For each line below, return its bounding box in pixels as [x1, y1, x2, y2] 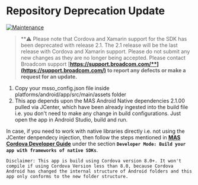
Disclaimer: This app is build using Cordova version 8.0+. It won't [6, 158, 182, 164]
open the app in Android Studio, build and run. [14, 116, 128, 123]
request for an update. [20, 73, 78, 80]
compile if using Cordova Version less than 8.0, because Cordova [6, 163, 174, 169]
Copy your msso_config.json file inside [14, 84, 110, 91]
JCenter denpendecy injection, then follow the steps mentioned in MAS [6, 133, 181, 141]
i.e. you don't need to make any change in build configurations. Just [14, 110, 181, 117]
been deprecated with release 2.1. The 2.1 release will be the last [20, 42, 178, 49]
